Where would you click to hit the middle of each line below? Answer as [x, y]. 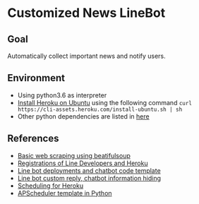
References [33, 139]
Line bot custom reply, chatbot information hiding [89, 178]
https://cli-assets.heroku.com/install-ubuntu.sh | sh [100, 109]
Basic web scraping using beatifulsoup [74, 155]
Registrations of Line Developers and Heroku [83, 163]
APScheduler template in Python [65, 193]
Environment [36, 78]
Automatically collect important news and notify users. [86, 56]
